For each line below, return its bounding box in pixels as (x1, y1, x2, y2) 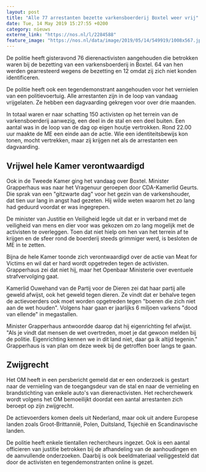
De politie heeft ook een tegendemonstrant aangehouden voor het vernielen (6, 86, 199, 93)
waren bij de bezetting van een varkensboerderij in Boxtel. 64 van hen (6, 61, 183, 68)
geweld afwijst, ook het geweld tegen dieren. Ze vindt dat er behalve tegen (6, 291, 196, 298)
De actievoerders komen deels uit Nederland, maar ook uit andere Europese (6, 414, 198, 421)
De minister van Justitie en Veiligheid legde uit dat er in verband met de (6, 215, 187, 223)
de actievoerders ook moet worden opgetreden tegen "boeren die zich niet (6, 297, 196, 305)
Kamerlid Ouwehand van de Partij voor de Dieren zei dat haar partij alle (6, 284, 186, 292)
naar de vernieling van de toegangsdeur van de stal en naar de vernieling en (6, 383, 199, 390)
